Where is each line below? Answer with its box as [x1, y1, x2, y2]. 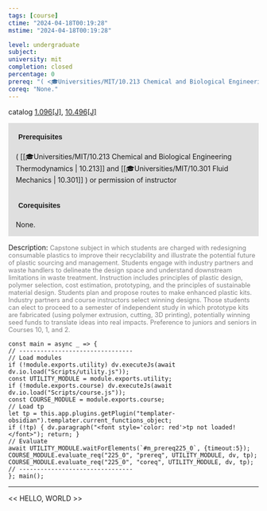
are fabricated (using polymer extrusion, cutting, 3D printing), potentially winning [8, 311, 250, 319]
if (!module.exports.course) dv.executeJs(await [8, 381, 172, 389]
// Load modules [8, 354, 62, 362]
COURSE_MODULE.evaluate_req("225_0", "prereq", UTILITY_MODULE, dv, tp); [8, 451, 258, 459]
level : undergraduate [8, 41, 80, 48]
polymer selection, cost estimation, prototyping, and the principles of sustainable [8, 281, 251, 289]
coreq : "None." [8, 85, 59, 93]
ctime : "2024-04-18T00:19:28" [8, 19, 109, 27]
